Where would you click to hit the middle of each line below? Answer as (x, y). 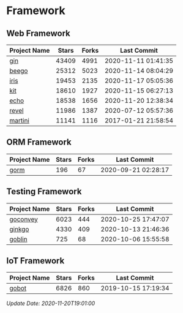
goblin (18, 239)
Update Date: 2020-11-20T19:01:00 (51, 303)
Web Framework (38, 33)
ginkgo (19, 229)
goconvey (24, 219)
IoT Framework (35, 261)
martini (19, 120)
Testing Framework (44, 191)
